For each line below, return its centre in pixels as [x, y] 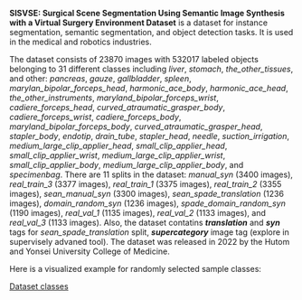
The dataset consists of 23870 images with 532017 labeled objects [134, 59]
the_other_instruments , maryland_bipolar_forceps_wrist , [114, 98]
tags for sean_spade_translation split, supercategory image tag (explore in [149, 232]
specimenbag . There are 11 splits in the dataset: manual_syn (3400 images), [151, 174]
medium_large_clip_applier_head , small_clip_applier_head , [118, 145]
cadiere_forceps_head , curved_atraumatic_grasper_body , [118, 107]
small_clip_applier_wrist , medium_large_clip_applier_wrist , [118, 155]
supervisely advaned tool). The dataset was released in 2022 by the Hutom [150, 242]
